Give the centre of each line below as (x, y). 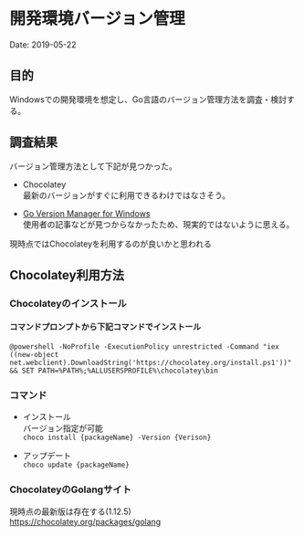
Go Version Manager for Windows (86, 213)
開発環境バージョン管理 (97, 19)
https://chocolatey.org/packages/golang (85, 521)
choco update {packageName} (76, 465)
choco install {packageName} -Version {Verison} (117, 438)
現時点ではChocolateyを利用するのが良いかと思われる (111, 244)
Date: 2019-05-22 (43, 44)
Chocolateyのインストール (68, 303)
